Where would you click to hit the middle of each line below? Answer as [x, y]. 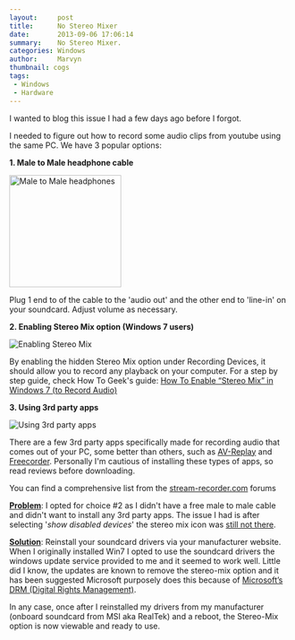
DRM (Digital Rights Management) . [73, 589]
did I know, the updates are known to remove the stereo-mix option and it [144, 570]
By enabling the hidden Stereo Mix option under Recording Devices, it [138, 361]
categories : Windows [48, 51]
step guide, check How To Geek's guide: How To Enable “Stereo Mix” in [142, 380]
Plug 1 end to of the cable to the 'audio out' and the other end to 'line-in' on [148, 299]
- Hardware [33, 92]
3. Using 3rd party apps [54, 407]
